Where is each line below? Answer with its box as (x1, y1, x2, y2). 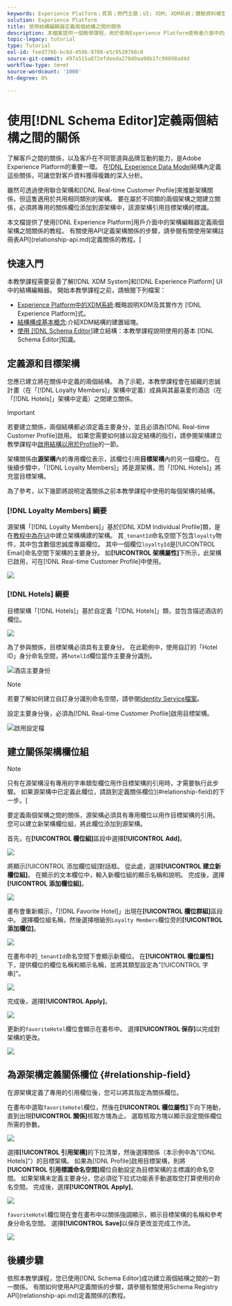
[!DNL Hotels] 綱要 (7, 589, 70, 599)
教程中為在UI (13, 531, 50, 540)
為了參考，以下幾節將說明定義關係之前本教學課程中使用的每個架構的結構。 (7, 486, 219, 495)
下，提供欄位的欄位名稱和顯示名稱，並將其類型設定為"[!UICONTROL (7, 960, 201, 969)
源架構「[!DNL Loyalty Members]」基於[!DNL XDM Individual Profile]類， (7, 523, 215, 531)
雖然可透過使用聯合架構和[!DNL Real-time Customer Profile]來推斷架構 (7, 186, 207, 195)
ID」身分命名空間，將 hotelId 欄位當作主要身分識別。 (7, 652, 156, 660)
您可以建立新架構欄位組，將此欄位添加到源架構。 (7, 820, 146, 828)
